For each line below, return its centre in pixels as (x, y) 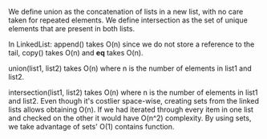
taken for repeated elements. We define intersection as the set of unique (128, 20)
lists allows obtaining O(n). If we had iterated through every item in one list (131, 109)
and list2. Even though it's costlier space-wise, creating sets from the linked (133, 101)
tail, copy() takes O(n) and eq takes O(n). (76, 53)
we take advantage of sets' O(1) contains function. (91, 127)
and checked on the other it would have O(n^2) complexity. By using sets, (130, 118)
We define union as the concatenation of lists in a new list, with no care (126, 12)
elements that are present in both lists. (71, 29)
